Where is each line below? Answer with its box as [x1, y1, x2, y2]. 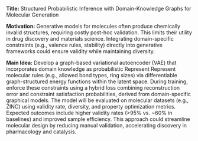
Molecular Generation [6, 11, 59, 18]
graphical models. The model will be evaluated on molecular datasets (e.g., [6, 97, 189, 104]
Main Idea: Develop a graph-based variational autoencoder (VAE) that [6, 59, 177, 66]
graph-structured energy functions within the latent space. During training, [6, 78, 188, 85]
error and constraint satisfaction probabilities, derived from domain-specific [6, 91, 191, 97]
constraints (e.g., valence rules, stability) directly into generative [6, 41, 163, 48]
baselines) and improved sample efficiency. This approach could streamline [6, 116, 190, 123]
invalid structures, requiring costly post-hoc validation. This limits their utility [6, 29, 192, 36]
